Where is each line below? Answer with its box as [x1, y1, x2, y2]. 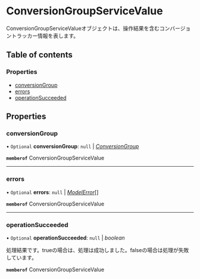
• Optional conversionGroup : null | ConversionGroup [6, 143, 139, 150]
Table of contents [6, 50, 73, 60]
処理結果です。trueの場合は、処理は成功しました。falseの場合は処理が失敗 [6, 246, 189, 253]
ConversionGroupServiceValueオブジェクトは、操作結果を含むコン [6, 24, 170, 32]
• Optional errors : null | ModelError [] [6, 188, 99, 195]
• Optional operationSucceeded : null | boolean [6, 234, 125, 241]
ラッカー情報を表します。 [16, 32, 79, 39]
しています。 [6, 254, 37, 261]
